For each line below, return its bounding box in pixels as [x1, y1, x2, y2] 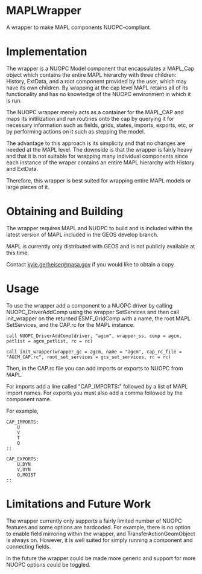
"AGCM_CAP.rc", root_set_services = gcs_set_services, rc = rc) [6, 354, 171, 360]
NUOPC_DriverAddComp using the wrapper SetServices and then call [6, 308, 180, 315]
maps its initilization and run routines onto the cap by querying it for [6, 115, 174, 122]
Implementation [6, 45, 87, 59]
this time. [6, 249, 30, 256]
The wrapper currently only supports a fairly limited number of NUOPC [6, 517, 182, 524]
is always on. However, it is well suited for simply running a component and [6, 536, 193, 544]
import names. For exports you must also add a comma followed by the [6, 389, 183, 396]
